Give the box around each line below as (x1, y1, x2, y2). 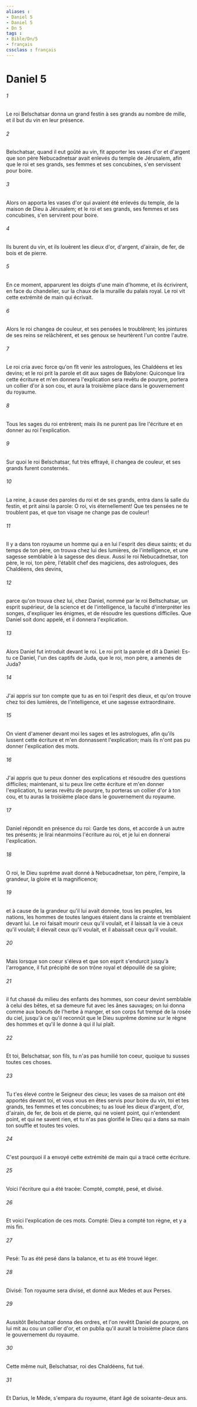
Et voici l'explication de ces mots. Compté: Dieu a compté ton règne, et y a (6, 1217, 187, 1224)
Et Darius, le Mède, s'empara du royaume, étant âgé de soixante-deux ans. (6, 1395, 188, 1402)
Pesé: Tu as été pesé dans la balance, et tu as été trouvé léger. (6, 1255, 158, 1262)
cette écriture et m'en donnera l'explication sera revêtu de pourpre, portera (6, 376, 188, 383)
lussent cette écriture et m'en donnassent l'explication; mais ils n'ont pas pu (6, 736, 191, 743)
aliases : (6, 8, 31, 15)
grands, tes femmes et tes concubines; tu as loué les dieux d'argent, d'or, (6, 1103, 184, 1110)
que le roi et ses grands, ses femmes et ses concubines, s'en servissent (6, 161, 181, 168)
